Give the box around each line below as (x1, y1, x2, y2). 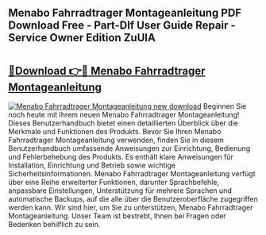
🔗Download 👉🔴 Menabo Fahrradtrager (8, 64, 206, 78)
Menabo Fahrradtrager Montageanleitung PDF (8, 6, 242, 20)
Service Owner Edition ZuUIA (8, 31, 156, 44)
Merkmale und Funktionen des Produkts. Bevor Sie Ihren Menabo (8, 127, 222, 136)
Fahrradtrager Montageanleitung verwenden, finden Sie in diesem (8, 135, 225, 144)
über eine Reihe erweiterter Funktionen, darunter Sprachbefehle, (8, 178, 220, 187)
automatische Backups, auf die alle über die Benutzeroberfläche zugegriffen (8, 195, 258, 203)
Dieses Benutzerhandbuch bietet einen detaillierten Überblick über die (8, 118, 238, 128)
